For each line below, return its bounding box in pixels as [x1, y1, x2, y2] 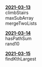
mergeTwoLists [5, 20, 37, 26]
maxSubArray [5, 15, 34, 21]
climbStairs [5, 10, 29, 16]
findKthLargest [5, 56, 36, 62]
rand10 [5, 41, 20, 47]
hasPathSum [5, 35, 32, 41]
